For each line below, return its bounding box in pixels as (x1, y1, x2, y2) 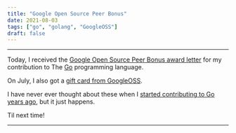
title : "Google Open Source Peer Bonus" (7, 10, 128, 17)
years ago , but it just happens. (7, 97, 96, 106)
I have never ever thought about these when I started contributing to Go (7, 90, 215, 99)
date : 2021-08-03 (7, 17, 58, 24)
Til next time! (7, 111, 45, 120)
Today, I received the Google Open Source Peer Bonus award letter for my (7, 55, 223, 64)
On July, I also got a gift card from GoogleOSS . (7, 76, 143, 85)
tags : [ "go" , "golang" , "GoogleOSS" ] (7, 23, 118, 30)
